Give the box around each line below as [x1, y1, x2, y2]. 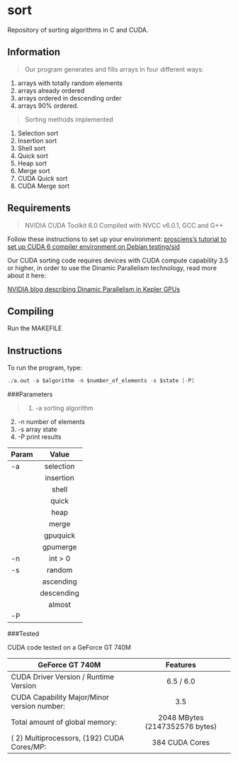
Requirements [7, 202, 71, 214]
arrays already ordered [17, 86, 85, 94]
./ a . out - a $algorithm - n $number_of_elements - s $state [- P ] [7, 377, 195, 384]
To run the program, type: [7, 364, 83, 372]
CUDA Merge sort [17, 182, 70, 190]
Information [7, 46, 61, 58]
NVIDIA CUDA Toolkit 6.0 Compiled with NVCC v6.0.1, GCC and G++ [24, 221, 224, 229]
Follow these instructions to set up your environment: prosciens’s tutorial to [7, 235, 227, 243]
